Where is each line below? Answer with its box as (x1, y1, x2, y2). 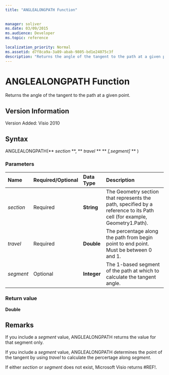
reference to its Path (106, 207, 154, 214)
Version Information (5, 106, 69, 115)
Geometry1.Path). (106, 219, 148, 226)
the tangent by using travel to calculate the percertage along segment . (5, 354, 151, 360)
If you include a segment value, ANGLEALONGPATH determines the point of (5, 349, 162, 355)
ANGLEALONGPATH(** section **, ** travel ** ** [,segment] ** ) (5, 148, 139, 154)
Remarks (5, 321, 34, 329)
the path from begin (106, 234, 153, 241)
